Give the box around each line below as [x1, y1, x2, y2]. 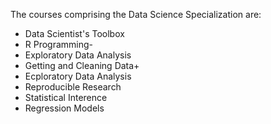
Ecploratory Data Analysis [24, 70, 132, 82]
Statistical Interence [24, 92, 108, 103]
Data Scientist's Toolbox [24, 28, 125, 39]
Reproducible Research [24, 81, 122, 93]
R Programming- [24, 39, 94, 50]
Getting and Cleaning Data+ [24, 60, 140, 71]
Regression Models [24, 102, 105, 114]
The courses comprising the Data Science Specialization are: [10, 9, 262, 20]
